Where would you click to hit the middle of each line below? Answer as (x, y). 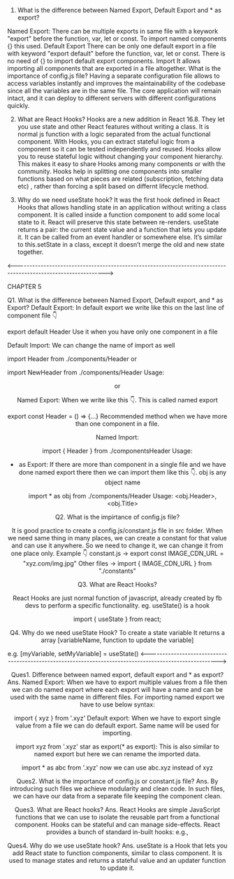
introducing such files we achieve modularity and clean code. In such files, (117, 789)
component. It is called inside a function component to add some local (118, 214)
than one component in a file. (117, 424)
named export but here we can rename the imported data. (117, 754)
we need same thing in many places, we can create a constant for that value (117, 538)
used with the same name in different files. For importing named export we (117, 697)
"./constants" (117, 571)
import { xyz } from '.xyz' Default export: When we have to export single (117, 718)
